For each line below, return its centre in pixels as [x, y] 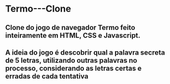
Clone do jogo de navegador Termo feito [70, 28]
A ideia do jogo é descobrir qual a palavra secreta [85, 52]
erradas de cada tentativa [47, 76]
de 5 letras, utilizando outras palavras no [71, 60]
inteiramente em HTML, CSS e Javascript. [73, 35]
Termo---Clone [38, 9]
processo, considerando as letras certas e [73, 68]
